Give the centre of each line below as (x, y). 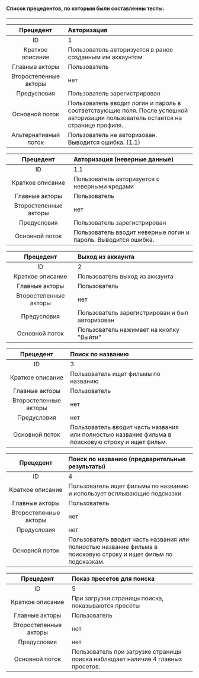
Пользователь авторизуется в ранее (121, 50)
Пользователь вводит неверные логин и (131, 232)
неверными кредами (104, 187)
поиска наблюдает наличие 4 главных (127, 659)
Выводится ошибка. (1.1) (104, 142)
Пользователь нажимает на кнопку (128, 330)
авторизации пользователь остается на (125, 118)
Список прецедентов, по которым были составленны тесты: (85, 8)
